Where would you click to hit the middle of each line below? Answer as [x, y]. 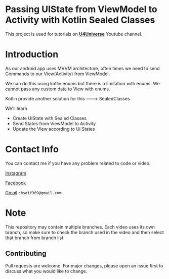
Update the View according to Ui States [54, 129]
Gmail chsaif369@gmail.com [33, 192]
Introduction [32, 54]
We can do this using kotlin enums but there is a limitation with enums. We [83, 83]
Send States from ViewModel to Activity [54, 123]
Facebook [16, 183]
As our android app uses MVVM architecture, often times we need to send [83, 68]
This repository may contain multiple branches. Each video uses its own [80, 227]
